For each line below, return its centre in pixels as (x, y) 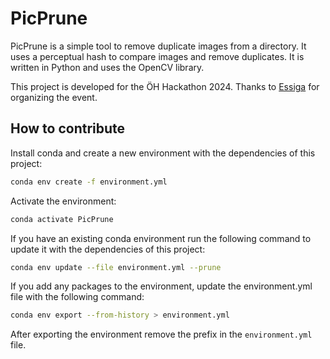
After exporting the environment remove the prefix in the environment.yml (161, 334)
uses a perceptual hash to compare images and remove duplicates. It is (157, 56)
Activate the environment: (63, 201)
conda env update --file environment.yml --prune (116, 267)
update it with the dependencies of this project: (108, 249)
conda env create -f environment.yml (89, 182)
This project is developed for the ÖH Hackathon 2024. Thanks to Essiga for (165, 86)
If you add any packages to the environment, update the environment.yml (161, 286)
